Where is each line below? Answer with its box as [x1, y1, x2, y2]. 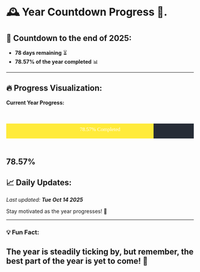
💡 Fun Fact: [6, 228, 40, 236]
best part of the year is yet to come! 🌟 [6, 256, 148, 266]
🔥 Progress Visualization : [6, 83, 102, 93]
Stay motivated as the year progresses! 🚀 [6, 208, 107, 215]
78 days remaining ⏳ [14, 49, 67, 56]
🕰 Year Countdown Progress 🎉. [6, 5, 168, 19]
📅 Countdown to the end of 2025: [6, 33, 132, 43]
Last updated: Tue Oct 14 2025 [6, 196, 83, 204]
